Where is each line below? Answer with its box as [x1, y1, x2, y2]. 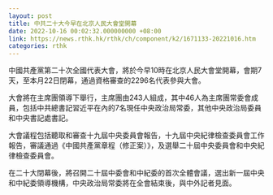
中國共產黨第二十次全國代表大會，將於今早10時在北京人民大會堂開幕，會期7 [8, 66, 262, 76]
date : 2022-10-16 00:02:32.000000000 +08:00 [8, 27, 162, 35]
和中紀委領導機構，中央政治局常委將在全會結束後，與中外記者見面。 [8, 178, 236, 188]
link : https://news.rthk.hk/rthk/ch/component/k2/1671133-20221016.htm [8, 34, 256, 43]
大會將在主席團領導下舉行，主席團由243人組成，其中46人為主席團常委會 [8, 93, 252, 102]
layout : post [8, 11, 53, 20]
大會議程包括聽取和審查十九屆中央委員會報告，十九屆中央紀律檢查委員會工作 [8, 131, 265, 141]
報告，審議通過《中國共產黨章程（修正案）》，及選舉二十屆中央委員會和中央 [8, 141, 258, 150]
